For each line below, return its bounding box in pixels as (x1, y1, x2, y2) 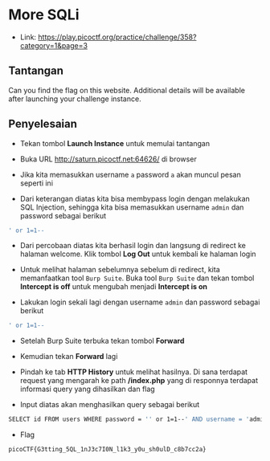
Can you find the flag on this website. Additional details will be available (8, 85, 245, 95)
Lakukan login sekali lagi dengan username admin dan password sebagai (19, 297, 260, 307)
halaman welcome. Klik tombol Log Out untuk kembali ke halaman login (19, 249, 256, 259)
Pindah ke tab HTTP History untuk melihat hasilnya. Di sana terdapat (19, 367, 247, 377)
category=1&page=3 (19, 40, 88, 50)
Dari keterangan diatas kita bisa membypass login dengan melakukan (19, 194, 251, 203)
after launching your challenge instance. (8, 94, 142, 104)
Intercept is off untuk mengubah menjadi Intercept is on (19, 282, 207, 292)
